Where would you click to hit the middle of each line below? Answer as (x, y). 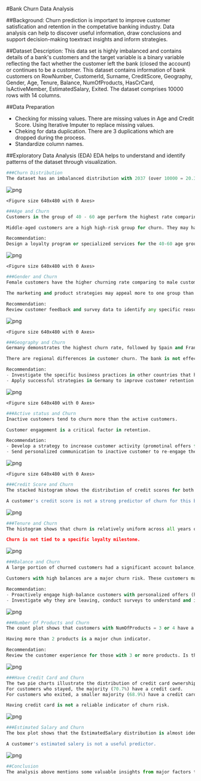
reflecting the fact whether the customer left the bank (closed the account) (98, 63)
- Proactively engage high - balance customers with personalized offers (97, 594)
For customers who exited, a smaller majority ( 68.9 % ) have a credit (95, 694)
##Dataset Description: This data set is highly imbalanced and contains (94, 51)
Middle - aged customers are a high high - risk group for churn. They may (97, 228)
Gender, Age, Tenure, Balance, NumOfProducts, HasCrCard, (80, 83)
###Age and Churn (28, 211)
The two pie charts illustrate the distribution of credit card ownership (101, 683)
